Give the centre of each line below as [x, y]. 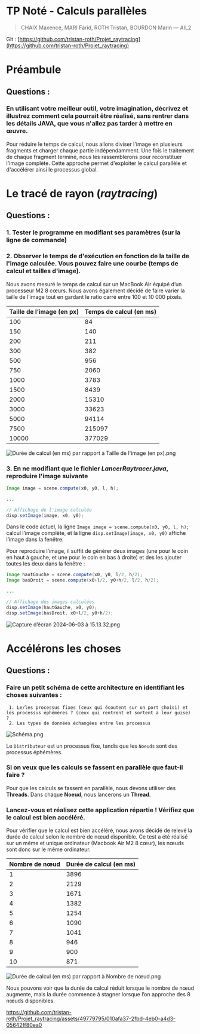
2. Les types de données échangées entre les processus [80, 723]
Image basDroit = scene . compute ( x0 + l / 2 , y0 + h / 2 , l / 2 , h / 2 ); [83, 580]
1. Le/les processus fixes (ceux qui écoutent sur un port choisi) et [98, 707]
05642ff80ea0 [24, 1025]
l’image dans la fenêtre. [35, 540]
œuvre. [17, 131]
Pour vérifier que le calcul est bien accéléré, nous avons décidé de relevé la [99, 830]
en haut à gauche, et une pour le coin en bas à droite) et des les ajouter [94, 558]
